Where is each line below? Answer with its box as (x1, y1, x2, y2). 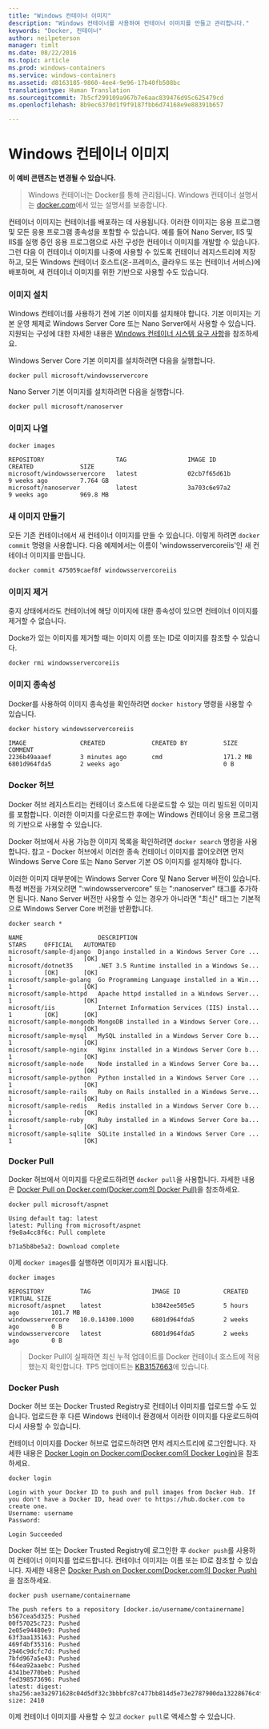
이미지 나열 (8, 423, 49, 434)
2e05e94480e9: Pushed (8, 1626, 81, 1635)
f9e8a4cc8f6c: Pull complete (8, 1228, 106, 1237)
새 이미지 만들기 (8, 510, 66, 521)
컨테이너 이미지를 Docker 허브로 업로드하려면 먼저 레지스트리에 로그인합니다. (8, 1438, 248, 1448)
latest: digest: (8, 1683, 62, 1691)
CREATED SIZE (8, 462, 94, 471)
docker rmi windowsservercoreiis (8, 659, 120, 667)
